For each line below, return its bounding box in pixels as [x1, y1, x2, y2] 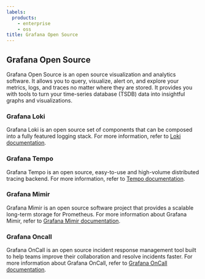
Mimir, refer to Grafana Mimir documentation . [6, 217, 121, 224]
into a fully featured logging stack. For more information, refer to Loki [6, 132, 181, 140]
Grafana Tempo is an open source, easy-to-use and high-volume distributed [6, 168, 199, 175]
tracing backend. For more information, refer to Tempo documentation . [6, 175, 185, 182]
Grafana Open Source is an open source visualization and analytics [6, 71, 176, 78]
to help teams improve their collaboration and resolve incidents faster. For [6, 253, 193, 261]
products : [12, 15, 37, 21]
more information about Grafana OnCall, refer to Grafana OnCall [6, 259, 168, 267]
